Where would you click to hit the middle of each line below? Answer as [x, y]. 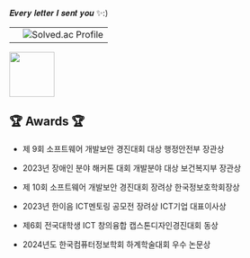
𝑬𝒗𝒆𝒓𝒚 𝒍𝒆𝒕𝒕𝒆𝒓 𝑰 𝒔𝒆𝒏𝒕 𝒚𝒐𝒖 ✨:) [59, 13]
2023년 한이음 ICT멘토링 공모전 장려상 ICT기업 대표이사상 [124, 206]
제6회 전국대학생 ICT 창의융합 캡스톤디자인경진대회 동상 [120, 225]
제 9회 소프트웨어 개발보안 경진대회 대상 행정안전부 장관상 [123, 148]
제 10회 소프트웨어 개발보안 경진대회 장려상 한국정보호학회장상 [131, 187]
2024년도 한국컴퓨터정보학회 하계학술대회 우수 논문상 [116, 244]
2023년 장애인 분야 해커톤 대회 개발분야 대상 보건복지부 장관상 [131, 168]
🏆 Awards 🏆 [47, 122]
